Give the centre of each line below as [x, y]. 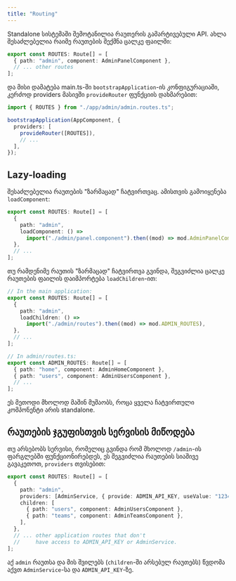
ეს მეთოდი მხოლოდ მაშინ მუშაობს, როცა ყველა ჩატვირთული [101, 403]
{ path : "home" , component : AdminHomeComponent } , [89, 370]
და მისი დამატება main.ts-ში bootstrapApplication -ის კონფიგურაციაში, [113, 87]
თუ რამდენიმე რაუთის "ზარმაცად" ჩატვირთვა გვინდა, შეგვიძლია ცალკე [116, 271]
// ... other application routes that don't [80, 535]
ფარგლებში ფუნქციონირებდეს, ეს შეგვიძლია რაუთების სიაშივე [103, 456]
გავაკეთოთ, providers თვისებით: [57, 464]
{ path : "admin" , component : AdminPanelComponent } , [92, 60]
